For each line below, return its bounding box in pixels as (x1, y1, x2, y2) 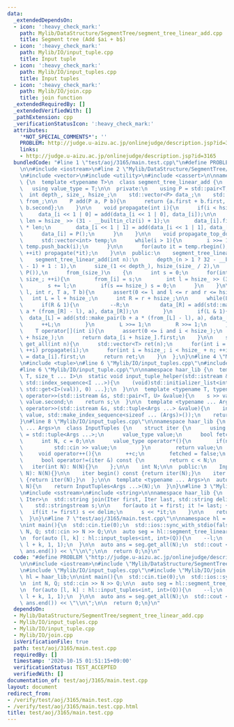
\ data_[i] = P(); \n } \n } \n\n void (19, 230, 176, 237)
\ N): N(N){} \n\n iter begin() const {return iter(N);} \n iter (19, 470, 226, 477)
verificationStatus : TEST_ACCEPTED (13, 664, 117, 671)
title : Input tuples (19, 75, 79, 82)
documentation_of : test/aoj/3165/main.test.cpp (7, 677, 148, 684)
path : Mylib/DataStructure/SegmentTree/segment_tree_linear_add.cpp (19, 29, 223, 37)
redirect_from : (7, 690, 52, 697)
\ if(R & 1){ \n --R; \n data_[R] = (19, 302, 192, 308)
